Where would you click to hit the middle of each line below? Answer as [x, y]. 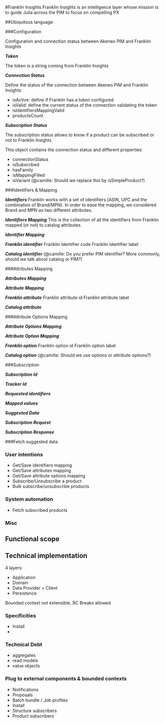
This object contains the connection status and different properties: [74, 150]
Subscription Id [21, 374]
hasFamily [23, 170]
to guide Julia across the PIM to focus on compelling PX [62, 12]
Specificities [21, 615]
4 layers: [14, 568]
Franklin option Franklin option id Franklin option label [60, 346]
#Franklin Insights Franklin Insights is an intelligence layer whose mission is [82, 7]
